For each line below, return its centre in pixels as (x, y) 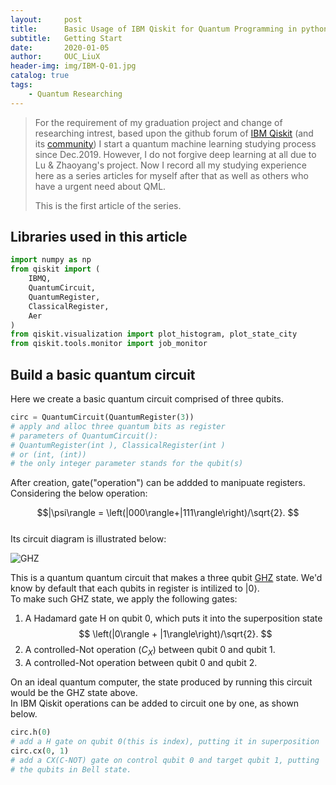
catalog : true (40, 76)
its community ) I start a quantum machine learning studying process (175, 143)
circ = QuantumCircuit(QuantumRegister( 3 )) (102, 417)
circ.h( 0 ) (31, 732)
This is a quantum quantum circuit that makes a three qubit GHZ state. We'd (166, 578)
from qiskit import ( (55, 269)
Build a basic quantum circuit (103, 374)
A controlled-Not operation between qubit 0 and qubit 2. (141, 663)
